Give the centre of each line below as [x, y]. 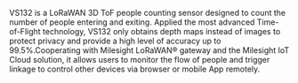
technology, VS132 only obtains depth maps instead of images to [162, 31]
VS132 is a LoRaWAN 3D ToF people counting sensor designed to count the [148, 13]
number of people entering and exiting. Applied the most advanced [132, 22]
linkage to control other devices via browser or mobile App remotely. [135, 69]
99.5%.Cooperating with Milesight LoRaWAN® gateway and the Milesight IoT [149, 50]
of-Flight [25, 31]
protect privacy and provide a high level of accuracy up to [115, 41]
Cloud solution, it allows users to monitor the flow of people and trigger [140, 60]
